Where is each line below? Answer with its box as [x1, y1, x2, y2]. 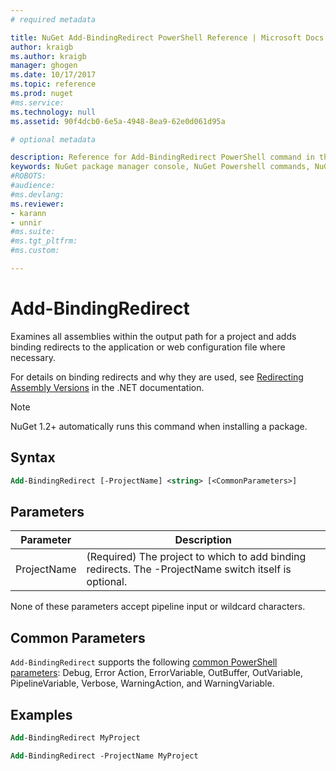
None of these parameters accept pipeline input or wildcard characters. [10, 601, 306, 613]
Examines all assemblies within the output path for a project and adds [10, 330, 297, 342]
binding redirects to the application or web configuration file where [10, 341, 286, 353]
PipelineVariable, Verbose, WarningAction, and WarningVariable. [10, 677, 275, 690]
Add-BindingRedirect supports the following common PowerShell [10, 656, 278, 668]
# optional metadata [10, 134, 97, 145]
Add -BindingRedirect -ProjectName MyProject [10, 751, 199, 761]
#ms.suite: [10, 227, 56, 237]
